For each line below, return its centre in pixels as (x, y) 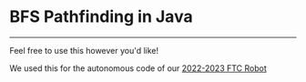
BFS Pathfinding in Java (101, 17)
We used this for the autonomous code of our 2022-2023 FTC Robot (138, 68)
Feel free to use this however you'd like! (84, 50)
